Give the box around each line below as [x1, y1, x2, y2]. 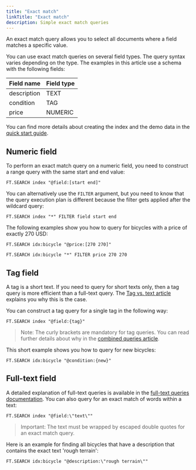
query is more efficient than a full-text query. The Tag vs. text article [6, 290, 171, 297]
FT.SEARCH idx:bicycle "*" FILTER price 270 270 [6, 252, 127, 258]
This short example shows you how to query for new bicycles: [6, 346, 156, 353]
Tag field [6, 268, 39, 278]
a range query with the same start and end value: [6, 168, 125, 176]
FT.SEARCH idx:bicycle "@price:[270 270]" [6, 241, 111, 248]
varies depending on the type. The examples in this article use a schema [6, 59, 182, 66]
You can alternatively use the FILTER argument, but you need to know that [6, 190, 184, 197]
